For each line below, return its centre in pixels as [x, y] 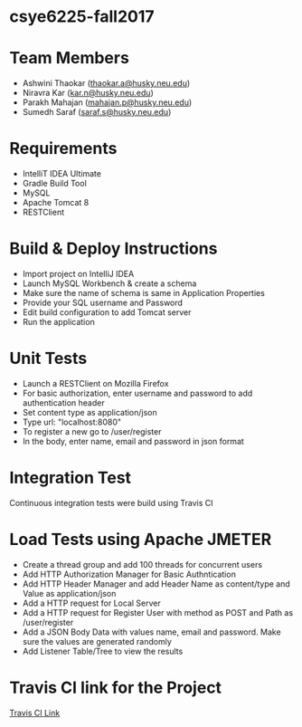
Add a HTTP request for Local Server [91, 603]
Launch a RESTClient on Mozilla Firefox [95, 383]
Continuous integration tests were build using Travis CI [111, 502]
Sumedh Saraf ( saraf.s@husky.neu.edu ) [97, 112]
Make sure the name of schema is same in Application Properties [143, 293]
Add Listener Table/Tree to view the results [103, 651]
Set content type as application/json [90, 412]
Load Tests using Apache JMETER [141, 540]
